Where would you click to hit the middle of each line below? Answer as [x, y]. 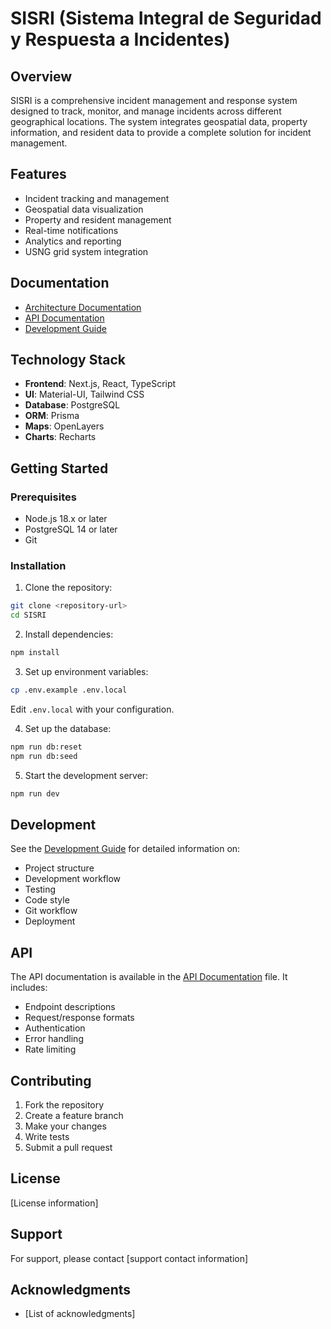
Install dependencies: [69, 634]
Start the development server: [86, 775]
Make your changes [65, 1126]
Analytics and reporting [73, 241]
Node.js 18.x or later [66, 519]
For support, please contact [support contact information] [129, 1258]
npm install [35, 653]
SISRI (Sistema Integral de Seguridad [166, 18]
